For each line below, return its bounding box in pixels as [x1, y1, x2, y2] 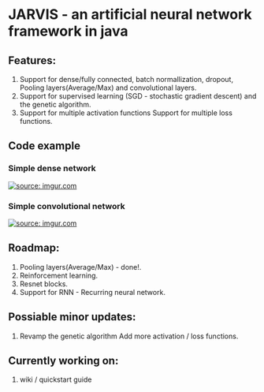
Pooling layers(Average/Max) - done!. [19, 262, 142, 271]
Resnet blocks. [19, 278, 69, 289]
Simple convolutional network [8, 200, 125, 211]
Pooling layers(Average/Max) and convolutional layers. [19, 83, 197, 92]
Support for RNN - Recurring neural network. [19, 287, 165, 297]
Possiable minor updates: [8, 310, 136, 324]
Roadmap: [8, 241, 60, 255]
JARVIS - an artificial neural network [8, 6, 252, 24]
